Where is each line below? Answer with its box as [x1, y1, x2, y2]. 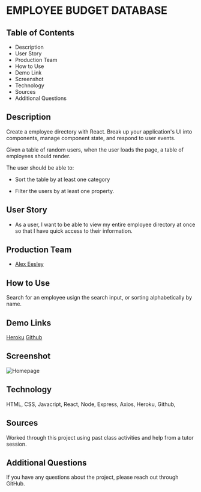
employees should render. [6, 152, 71, 159]
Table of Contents [6, 28, 75, 38]
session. [6, 440, 27, 447]
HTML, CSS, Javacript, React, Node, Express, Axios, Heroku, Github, [6, 401, 176, 408]
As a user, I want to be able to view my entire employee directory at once [14, 221, 196, 228]
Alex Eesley [14, 260, 44, 268]
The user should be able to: [6, 164, 74, 171]
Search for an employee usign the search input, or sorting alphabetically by [6, 294, 193, 301]
